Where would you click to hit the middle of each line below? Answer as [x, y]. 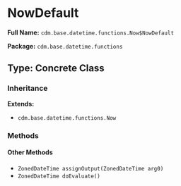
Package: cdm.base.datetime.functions [65, 46]
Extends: [21, 104]
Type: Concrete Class [56, 68]
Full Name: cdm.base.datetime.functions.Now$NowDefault [91, 32]
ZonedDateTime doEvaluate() [59, 176]
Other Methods [30, 152]
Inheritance [28, 88]
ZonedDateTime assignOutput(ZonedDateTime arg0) [90, 168]
